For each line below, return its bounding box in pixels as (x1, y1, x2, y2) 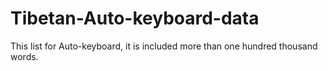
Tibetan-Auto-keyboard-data (10, 7, 260, 30)
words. (10, 50, 39, 62)
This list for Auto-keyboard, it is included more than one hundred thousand (10, 40, 318, 52)
